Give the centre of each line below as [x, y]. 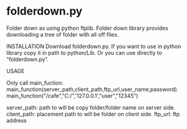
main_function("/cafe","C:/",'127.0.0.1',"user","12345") [72, 96]
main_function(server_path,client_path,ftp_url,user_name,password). [92, 89]
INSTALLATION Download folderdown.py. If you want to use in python [94, 46]
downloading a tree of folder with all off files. [62, 34]
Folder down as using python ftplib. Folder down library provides [87, 28]
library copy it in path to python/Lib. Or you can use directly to [84, 52]
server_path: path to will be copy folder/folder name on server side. [91, 107]
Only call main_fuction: [35, 83]
